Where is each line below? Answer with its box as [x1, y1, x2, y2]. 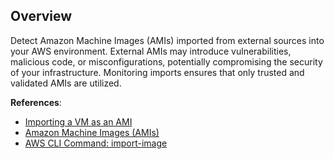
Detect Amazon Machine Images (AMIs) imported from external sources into [10, 34, 325, 46]
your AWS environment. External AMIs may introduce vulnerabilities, [10, 45, 292, 57]
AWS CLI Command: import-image [24, 137, 168, 149]
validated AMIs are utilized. [10, 77, 122, 89]
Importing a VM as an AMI [24, 115, 133, 128]
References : [10, 96, 62, 108]
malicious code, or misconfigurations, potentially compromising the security [10, 55, 323, 68]
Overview [10, 8, 73, 25]
